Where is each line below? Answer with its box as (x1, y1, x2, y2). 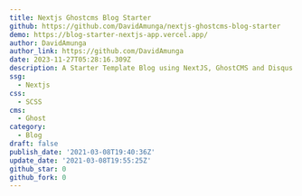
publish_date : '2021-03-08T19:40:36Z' (9, 147, 156, 156)
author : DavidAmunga (9, 38, 88, 48)
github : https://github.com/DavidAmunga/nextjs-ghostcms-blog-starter (9, 22, 281, 31)
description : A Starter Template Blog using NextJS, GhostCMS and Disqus (9, 64, 294, 73)
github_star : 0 (9, 164, 67, 173)
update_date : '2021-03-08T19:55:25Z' (9, 155, 152, 165)
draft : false (9, 139, 59, 148)
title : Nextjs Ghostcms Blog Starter (9, 13, 152, 23)
